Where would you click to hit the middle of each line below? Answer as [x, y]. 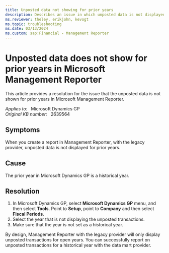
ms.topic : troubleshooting [33, 24]
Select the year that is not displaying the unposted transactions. [78, 219]
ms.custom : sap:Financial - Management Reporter [57, 33]
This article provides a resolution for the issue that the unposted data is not [83, 93]
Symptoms [23, 130]
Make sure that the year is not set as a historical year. [68, 225]
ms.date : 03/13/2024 [27, 29]
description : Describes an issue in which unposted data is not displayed [85, 15]
